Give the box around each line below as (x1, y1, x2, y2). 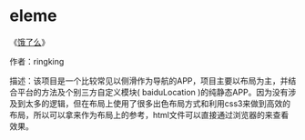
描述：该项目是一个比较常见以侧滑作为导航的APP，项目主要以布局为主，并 (9, 75, 289, 86)
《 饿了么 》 (9, 36, 50, 47)
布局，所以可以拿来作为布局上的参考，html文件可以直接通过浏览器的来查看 (9, 109, 290, 120)
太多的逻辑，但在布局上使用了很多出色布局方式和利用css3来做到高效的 (25, 97, 291, 109)
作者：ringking (9, 55, 65, 66)
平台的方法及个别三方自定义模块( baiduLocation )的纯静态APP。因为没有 (16, 86, 289, 97)
